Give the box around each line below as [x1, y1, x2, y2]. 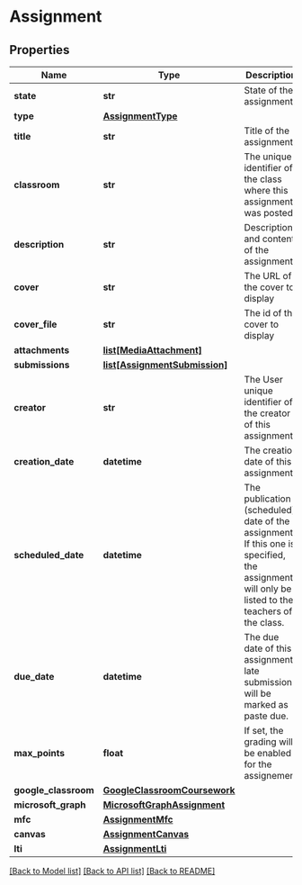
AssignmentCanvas [102, 828, 190, 840]
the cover [244, 281, 285, 293]
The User [244, 374, 283, 385]
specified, [244, 549, 286, 561]
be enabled [244, 747, 292, 759]
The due [244, 631, 280, 643]
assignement [244, 770, 298, 781]
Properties [9, 42, 70, 58]
